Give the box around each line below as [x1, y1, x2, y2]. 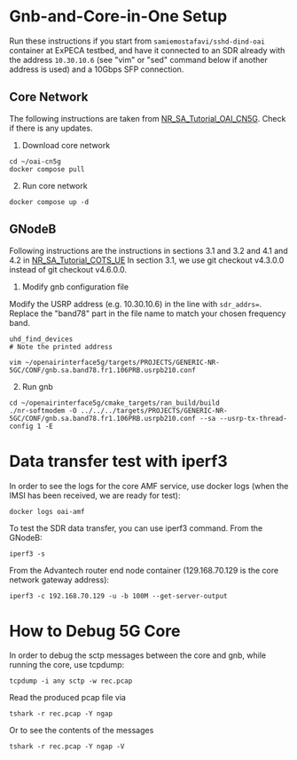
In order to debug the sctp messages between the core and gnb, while [9, 650, 267, 661]
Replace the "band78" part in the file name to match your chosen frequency [9, 308, 286, 319]
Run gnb [21, 381, 53, 392]
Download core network [21, 139, 111, 150]
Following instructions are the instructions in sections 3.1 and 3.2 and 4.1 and [9, 245, 288, 256]
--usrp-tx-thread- [219, 414, 288, 423]
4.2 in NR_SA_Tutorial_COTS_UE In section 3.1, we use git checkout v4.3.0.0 [9, 255, 285, 265]
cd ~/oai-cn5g [9, 157, 62, 166]
